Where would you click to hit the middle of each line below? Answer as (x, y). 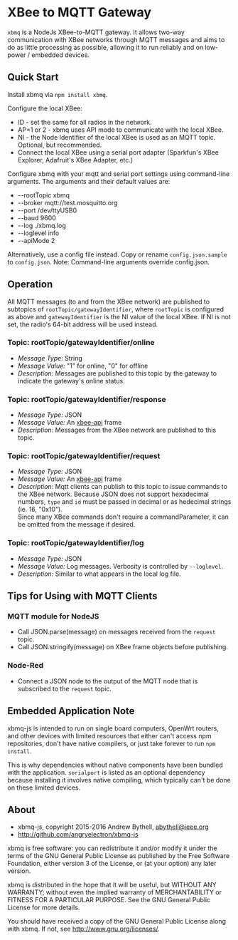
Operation (30, 285)
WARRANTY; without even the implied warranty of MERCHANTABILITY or (115, 892)
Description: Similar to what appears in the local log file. (99, 574)
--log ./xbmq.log (42, 225)
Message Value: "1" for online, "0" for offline (83, 366)
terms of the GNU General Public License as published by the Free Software (119, 856)
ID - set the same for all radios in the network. (85, 122)
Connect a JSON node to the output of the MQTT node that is (108, 681)
